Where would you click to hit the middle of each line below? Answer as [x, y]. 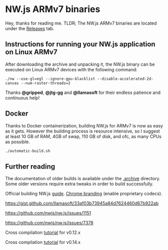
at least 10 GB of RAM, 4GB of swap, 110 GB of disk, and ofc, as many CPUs [83, 136]
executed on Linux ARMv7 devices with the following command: [71, 69]
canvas [12, 83]
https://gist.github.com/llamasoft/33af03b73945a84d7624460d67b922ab [82, 203]
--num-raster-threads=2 [46, 83]
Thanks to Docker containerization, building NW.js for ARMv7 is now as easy [84, 126]
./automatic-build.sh [28, 151]
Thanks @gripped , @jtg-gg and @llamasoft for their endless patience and [83, 92]
